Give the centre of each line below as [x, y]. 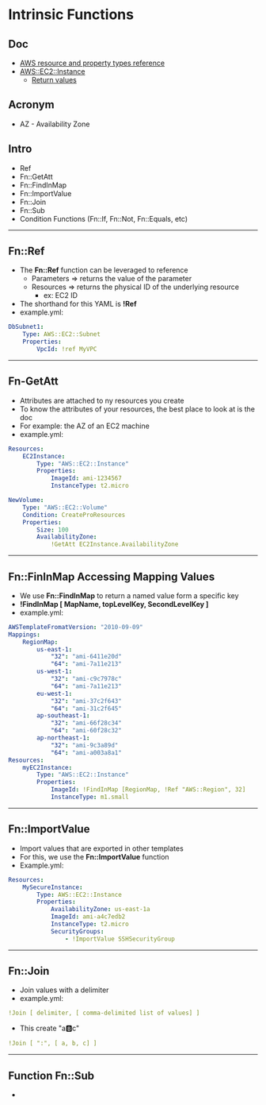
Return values [54, 80]
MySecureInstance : [53, 887]
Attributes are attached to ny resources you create [102, 400]
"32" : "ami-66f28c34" [86, 723]
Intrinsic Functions [71, 15]
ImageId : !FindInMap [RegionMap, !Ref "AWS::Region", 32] [148, 790]
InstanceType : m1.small [89, 797]
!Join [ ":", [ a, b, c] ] [53, 1043]
